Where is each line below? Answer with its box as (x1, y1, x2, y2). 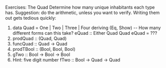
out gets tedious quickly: (5, 15, 56, 21)
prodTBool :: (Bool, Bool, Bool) (12, 46, 75, 52)
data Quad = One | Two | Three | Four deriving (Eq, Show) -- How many (12, 25, 161, 31)
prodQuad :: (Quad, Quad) (12, 35, 67, 41)
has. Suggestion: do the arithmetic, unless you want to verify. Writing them (5, 10, 160, 16)
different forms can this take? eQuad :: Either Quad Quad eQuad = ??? (12, 30, 157, 36)
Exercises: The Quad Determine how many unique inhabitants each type (5, 5, 155, 10)
